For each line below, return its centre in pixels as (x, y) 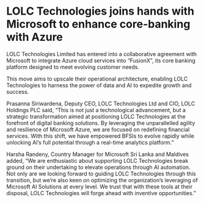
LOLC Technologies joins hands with (100, 11)
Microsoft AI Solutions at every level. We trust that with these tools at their (100, 187)
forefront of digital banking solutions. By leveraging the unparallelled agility (101, 123)
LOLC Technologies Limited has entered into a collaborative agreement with (102, 54)
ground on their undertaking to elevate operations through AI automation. (98, 167)
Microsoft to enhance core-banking (98, 24)
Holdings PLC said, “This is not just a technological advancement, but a (96, 110)
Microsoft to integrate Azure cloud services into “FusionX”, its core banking (101, 60)
